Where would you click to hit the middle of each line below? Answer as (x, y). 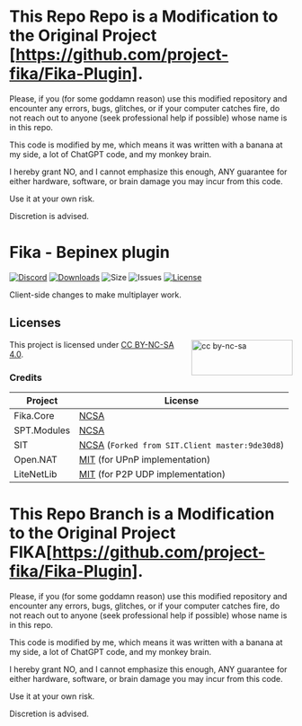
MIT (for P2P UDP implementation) (153, 474)
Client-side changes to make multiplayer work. (95, 295)
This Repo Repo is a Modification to (144, 17)
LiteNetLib (36, 474)
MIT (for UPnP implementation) (145, 459)
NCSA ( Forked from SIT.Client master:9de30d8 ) (182, 445)
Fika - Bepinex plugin (90, 252)
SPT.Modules (42, 430)
